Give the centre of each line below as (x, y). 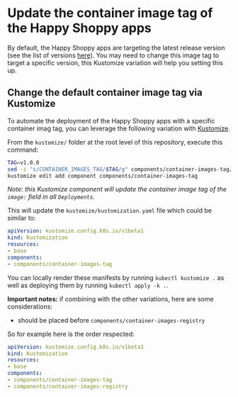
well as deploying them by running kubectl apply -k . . (88, 285)
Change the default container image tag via (105, 93)
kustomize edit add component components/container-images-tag (103, 176)
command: (23, 150)
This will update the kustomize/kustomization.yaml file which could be (110, 211)
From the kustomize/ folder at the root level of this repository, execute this (115, 142)
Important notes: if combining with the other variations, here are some (110, 298)
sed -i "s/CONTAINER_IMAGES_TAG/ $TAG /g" (68, 169)
